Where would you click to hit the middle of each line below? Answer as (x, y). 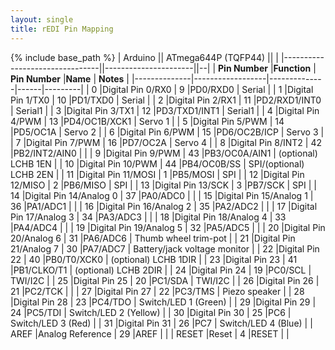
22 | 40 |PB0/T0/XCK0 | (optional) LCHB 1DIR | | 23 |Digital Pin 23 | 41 (154, 259)
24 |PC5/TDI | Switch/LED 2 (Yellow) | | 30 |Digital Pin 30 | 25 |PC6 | (151, 312)
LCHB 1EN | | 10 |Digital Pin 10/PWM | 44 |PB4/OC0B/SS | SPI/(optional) (157, 163)
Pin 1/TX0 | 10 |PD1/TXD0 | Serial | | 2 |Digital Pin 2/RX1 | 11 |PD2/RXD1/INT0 (166, 100)
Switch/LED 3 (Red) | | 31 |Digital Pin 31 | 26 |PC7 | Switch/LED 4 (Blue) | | (161, 323)
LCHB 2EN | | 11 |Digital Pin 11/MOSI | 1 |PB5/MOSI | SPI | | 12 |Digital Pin (157, 174)
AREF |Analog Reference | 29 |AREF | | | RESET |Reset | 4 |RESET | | (150, 333)
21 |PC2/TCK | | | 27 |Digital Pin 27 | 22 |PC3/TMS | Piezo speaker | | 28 (157, 291)
